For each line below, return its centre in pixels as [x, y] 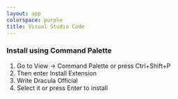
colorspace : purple [35, 20]
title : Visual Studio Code [46, 26]
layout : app [24, 13]
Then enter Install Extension [57, 73]
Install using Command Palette [59, 51]
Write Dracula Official [47, 80]
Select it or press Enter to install [62, 88]
